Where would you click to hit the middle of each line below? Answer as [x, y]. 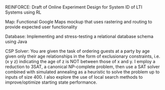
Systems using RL [23, 12]
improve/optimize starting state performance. [51, 82]
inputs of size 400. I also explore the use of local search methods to [74, 77]
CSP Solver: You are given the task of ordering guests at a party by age [78, 51]
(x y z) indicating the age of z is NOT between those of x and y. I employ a [80, 61]
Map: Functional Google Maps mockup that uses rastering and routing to [79, 22]
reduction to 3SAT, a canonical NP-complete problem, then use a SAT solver [82, 67]
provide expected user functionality [41, 27]
